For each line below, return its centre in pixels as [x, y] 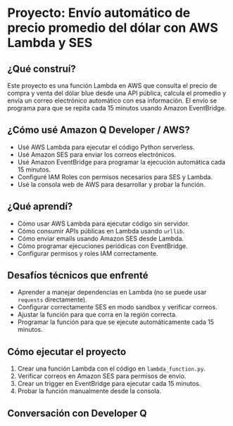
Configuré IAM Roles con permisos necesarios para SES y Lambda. [115, 176]
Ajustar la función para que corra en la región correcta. [97, 315]
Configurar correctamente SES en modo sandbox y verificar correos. [117, 307]
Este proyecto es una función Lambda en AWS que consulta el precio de [112, 85]
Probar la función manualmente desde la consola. [89, 391]
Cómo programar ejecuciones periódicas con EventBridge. [102, 246]
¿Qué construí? [42, 69]
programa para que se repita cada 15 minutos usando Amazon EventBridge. [117, 108]
